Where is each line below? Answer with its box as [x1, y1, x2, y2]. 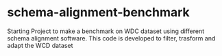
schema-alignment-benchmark [7, 5, 190, 20]
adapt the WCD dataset [7, 41, 73, 49]
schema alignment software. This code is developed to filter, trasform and [7, 34, 216, 42]
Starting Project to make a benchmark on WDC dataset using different [7, 27, 204, 35]
